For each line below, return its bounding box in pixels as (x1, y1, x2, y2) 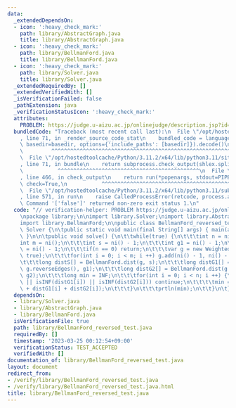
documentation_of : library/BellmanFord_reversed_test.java (7, 357, 184, 364)
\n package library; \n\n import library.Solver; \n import (20, 213, 184, 220)
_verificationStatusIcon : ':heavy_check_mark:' (13, 108, 156, 115)
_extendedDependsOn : (13, 17, 74, 24)
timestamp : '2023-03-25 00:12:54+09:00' (13, 337, 133, 345)
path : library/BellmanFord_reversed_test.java (13, 324, 152, 331)
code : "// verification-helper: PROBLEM (13, 207, 133, 214)
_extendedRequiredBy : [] (13, 82, 86, 89)
